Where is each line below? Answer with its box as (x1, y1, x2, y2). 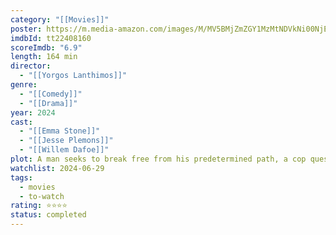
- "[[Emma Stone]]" (19, 126, 101, 136)
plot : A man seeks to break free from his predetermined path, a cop (10, 154, 307, 164)
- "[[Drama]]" (19, 98, 78, 108)
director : (10, 61, 52, 71)
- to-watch (19, 191, 65, 201)
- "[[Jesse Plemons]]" (19, 136, 114, 146)
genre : (10, 80, 38, 90)
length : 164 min (10, 52, 78, 62)
